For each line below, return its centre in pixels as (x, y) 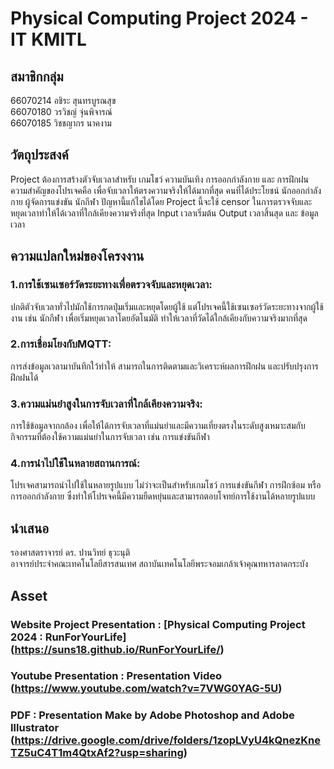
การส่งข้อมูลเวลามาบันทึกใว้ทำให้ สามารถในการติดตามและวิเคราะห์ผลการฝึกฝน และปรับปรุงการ (164, 366)
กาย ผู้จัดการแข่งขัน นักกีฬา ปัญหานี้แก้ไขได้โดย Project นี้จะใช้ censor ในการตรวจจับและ (161, 201)
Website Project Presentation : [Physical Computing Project (158, 624)
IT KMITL (48, 39)
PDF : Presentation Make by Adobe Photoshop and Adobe (152, 715)
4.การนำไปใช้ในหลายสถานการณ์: (75, 464)
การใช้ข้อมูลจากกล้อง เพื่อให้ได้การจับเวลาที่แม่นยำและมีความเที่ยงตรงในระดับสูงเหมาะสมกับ (158, 426)
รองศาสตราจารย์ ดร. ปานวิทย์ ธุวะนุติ (70, 553)
